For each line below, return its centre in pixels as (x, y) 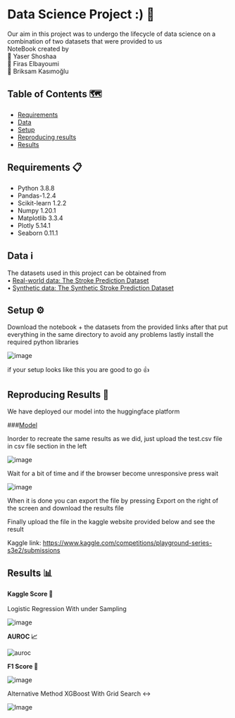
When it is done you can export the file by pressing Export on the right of (113, 501)
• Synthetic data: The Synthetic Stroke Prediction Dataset (90, 288)
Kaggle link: (24, 543)
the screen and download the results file (66, 508)
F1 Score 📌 (23, 666)
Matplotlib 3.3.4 (40, 218)
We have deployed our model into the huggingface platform (94, 411)
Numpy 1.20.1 (37, 210)
